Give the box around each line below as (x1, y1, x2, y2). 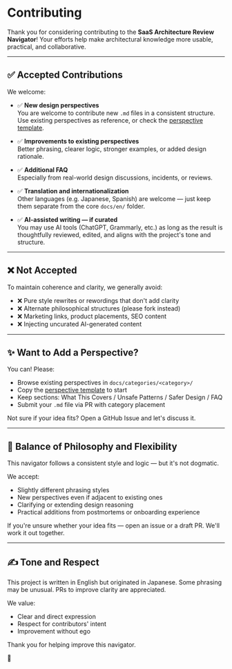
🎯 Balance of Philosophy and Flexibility (7, 440, 177, 452)
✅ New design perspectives (17, 101, 99, 109)
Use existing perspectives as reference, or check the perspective (17, 116, 204, 124)
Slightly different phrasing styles (17, 486, 110, 494)
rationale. (17, 152, 45, 160)
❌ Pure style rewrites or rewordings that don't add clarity (17, 296, 180, 304)
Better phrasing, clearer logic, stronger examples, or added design (17, 144, 207, 153)
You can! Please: (7, 365, 55, 374)
